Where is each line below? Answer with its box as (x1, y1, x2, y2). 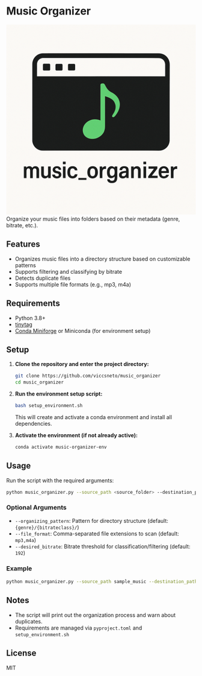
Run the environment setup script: (14, 390, 103, 397)
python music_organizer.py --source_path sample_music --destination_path (6, 579, 198, 585)
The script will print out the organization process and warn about (14, 611, 176, 619)
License (6, 648, 37, 659)
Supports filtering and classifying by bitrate (14, 268, 122, 275)
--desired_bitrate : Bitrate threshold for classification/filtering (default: (14, 543, 191, 550)
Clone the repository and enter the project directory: (14, 361, 149, 368)
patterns (14, 261, 36, 269)
